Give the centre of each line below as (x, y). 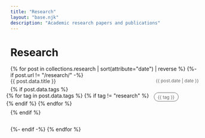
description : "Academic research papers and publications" (85, 23)
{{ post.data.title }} (33, 81)
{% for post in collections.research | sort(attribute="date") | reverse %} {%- (104, 69)
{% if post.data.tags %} (39, 90)
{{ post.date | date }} (177, 81)
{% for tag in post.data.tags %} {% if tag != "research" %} (78, 96)
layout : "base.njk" (35, 17)
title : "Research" (33, 12)
